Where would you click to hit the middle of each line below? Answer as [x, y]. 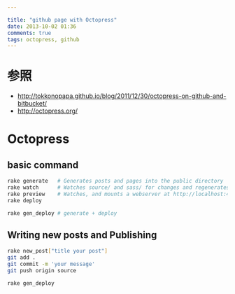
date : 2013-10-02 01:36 [42, 26]
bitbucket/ [32, 104]
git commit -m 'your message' [51, 264]
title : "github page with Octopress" [62, 20]
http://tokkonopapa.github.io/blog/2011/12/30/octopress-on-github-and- [122, 96]
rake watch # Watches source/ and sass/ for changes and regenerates [119, 188]
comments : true [29, 33]
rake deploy [24, 200]
